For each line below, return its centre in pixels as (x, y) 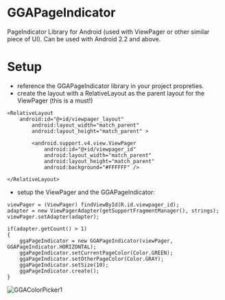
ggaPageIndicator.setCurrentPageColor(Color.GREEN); (96, 253)
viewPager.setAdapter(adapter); (53, 217)
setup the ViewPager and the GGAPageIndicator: (86, 192)
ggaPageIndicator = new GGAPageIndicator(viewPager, (96, 241)
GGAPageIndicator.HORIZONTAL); (52, 247)
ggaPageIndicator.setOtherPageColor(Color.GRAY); (92, 259)
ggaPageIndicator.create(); (59, 271)
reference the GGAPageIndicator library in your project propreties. (110, 86)
